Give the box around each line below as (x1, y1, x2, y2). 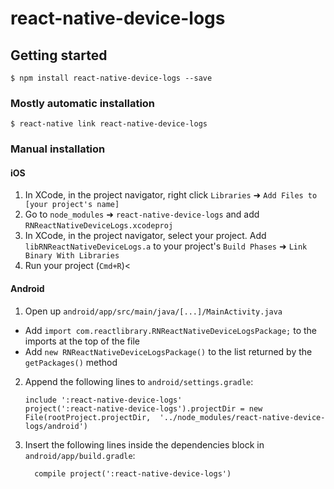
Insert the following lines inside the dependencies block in (24, 438, 265, 451)
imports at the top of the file (24, 335, 140, 347)
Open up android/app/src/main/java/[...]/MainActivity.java (24, 305, 283, 317)
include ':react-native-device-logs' (24, 395, 183, 405)
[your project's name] (24, 200, 120, 210)
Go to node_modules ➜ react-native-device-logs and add (24, 208, 260, 221)
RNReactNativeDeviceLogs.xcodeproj (24, 221, 174, 231)
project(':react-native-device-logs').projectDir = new (24, 403, 263, 414)
